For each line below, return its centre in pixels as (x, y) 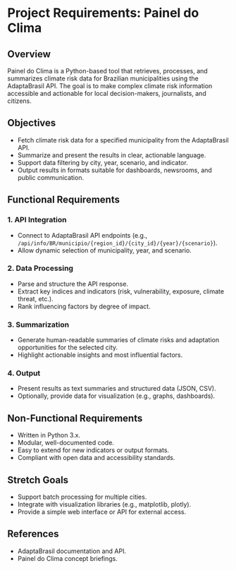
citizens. (19, 101)
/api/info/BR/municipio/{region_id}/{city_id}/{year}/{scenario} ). (117, 243)
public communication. (51, 177)
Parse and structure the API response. (73, 284)
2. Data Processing (41, 268)
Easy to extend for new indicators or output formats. (93, 450)
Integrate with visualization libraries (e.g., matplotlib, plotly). (104, 504)
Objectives (32, 123)
